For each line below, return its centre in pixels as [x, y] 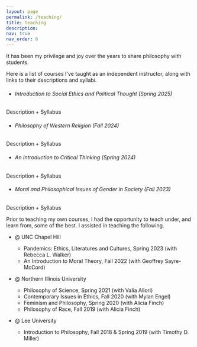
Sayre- [173, 261]
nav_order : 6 [22, 39]
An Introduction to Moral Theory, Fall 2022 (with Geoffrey [93, 261]
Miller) [31, 338]
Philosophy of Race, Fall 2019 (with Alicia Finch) [82, 309]
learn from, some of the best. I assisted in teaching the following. [85, 225]
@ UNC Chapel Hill [38, 237]
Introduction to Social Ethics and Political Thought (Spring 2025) [93, 94]
